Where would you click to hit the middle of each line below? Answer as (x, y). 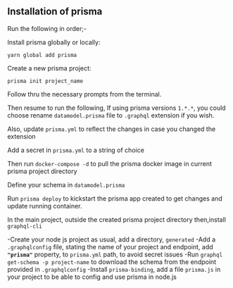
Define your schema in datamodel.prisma (66, 184)
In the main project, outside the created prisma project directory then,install (117, 219)
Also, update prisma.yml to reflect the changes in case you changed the (112, 129)
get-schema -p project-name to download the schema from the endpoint (112, 262)
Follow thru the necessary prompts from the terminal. (84, 94)
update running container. (45, 206)
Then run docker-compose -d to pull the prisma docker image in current (110, 163)
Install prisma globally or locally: (54, 42)
